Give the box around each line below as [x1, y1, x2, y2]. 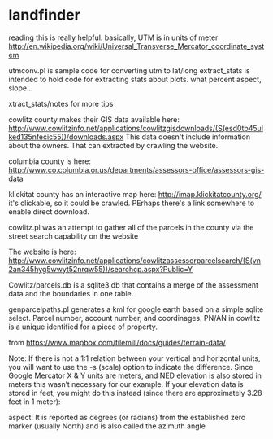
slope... [8, 83, 34, 93]
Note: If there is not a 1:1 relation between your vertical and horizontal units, [8, 353, 261, 363]
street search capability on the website [8, 230, 139, 241]
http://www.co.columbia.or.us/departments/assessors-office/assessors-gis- [8, 165, 265, 174]
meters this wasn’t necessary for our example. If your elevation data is [8, 379, 244, 389]
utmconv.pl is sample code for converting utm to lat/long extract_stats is [8, 65, 250, 75]
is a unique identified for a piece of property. [8, 322, 158, 331]
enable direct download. [8, 206, 89, 217]
